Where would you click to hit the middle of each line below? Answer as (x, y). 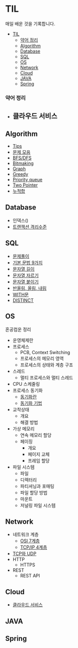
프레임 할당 (38, 460)
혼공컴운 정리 (18, 329)
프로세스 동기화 (28, 390)
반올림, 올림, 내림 (29, 288)
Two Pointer (25, 185)
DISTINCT (23, 300)
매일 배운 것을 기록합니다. (30, 24)
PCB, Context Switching (45, 352)
